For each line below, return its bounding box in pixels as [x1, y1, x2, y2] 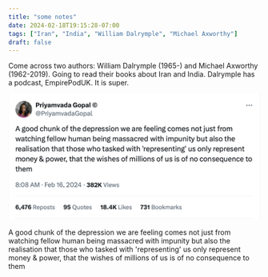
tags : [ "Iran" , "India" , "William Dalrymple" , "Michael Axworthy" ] [8, 30, 238, 38]
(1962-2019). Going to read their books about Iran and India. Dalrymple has [8, 69, 255, 79]
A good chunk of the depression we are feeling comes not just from [8, 228, 231, 237]
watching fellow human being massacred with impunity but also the [8, 235, 230, 245]
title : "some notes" [8, 13, 78, 21]
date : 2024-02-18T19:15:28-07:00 [8, 21, 120, 30]
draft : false [8, 38, 52, 46]
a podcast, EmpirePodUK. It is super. [8, 78, 130, 88]
